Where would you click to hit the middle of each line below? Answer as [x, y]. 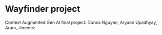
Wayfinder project [43, 9]
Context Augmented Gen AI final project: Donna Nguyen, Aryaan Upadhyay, [81, 22]
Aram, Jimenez [20, 27]
